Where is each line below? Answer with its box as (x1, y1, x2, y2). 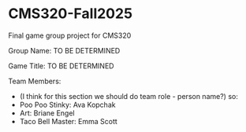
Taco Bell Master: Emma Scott (19, 116, 118, 126)
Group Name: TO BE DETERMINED (8, 46, 121, 55)
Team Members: (8, 76, 61, 86)
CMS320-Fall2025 (8, 5, 132, 23)
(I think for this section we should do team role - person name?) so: (19, 91, 238, 101)
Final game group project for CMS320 (8, 31, 132, 40)
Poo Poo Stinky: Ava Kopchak (19, 100, 116, 109)
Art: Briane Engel (19, 108, 75, 118)
